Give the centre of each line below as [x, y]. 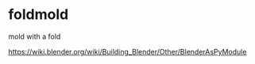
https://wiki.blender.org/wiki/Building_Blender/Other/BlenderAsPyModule [127, 51]
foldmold [39, 15]
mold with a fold [35, 36]
